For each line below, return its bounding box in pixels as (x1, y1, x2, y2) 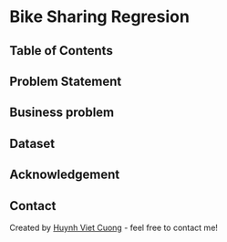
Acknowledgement (9, 167, 120, 183)
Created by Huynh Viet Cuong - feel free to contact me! (9, 222, 219, 233)
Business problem (9, 105, 115, 121)
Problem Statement (9, 73, 122, 89)
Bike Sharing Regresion (9, 6, 190, 27)
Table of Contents (9, 43, 114, 58)
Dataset (9, 135, 56, 152)
